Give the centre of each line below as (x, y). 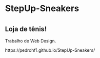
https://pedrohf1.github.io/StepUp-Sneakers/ (50, 50)
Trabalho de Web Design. (30, 41)
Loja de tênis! (26, 29)
